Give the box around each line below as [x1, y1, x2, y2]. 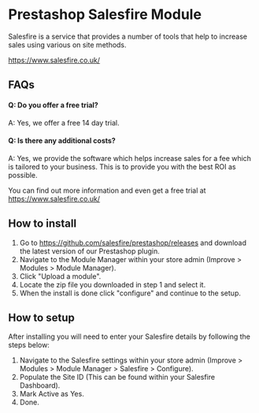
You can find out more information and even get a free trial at [8, 186, 206, 195]
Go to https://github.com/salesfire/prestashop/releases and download [19, 238, 246, 247]
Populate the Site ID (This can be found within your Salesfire [19, 373, 215, 382]
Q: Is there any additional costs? [8, 136, 116, 145]
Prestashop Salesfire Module [8, 6, 202, 24]
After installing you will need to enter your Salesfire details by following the [8, 332, 250, 341]
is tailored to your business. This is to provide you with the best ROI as [8, 162, 236, 171]
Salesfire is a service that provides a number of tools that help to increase [8, 32, 248, 41]
